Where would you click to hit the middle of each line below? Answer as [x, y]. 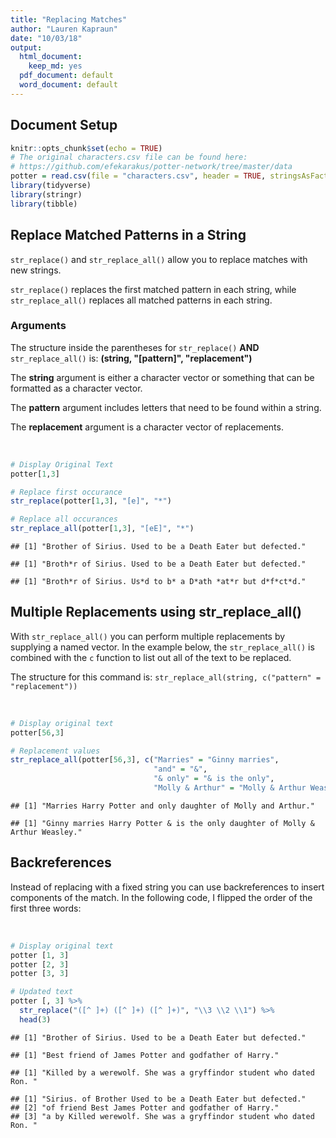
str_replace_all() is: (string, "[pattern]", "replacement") [131, 358]
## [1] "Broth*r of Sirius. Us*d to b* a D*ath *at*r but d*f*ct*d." [158, 582]
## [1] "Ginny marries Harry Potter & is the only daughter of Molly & [162, 823]
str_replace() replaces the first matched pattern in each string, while [153, 289]
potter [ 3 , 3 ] [40, 974]
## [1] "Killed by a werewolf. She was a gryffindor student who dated [162, 1072]
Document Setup [64, 125]
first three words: [46, 908]
